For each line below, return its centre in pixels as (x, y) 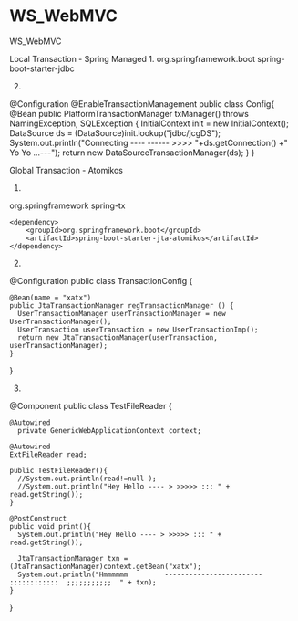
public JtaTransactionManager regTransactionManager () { (122, 305)
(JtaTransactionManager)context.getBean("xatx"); (106, 566)
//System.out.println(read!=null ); (87, 479)
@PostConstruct (38, 518)
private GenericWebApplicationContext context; (110, 430)
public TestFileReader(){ (58, 470)
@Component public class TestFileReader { (91, 405)
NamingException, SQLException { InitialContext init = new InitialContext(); (149, 123)
